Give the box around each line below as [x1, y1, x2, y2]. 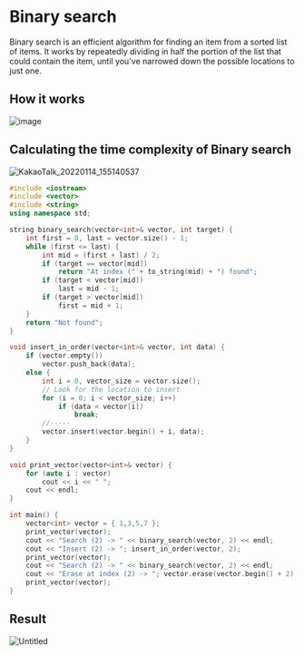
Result [9, 611, 47, 627]
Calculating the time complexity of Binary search [9, 142, 292, 158]
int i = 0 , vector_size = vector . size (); [42, 376, 201, 386]
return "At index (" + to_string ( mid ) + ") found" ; [57, 268, 258, 277]
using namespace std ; [9, 209, 92, 219]
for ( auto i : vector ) [25, 469, 112, 478]
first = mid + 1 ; [57, 301, 124, 310]
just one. [9, 65, 43, 76]
